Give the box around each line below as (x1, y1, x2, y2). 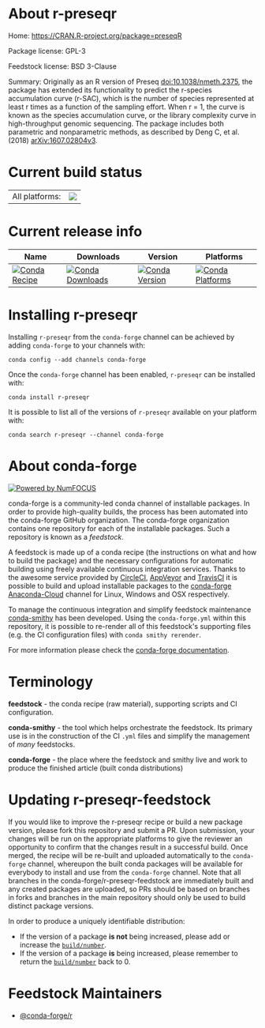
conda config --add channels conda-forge (8, 356, 147, 363)
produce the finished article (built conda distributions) (8, 763, 184, 773)
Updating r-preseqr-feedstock (8, 791, 211, 808)
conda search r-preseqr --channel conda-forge (8, 431, 164, 439)
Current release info (8, 223, 143, 241)
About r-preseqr (8, 5, 117, 23)
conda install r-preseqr (8, 393, 90, 401)
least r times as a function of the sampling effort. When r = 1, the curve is (8, 102, 245, 111)
